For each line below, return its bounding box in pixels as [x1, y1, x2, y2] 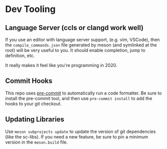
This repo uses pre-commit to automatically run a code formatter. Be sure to [5, 90, 162, 96]
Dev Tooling [5, 3, 56, 15]
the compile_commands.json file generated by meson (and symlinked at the [5, 42, 157, 48]
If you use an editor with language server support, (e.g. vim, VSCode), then [5, 36, 160, 42]
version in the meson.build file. [5, 139, 68, 145]
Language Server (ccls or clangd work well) [5, 23, 144, 32]
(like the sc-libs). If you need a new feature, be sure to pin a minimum [5, 133, 148, 139]
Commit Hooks [5, 76, 52, 85]
